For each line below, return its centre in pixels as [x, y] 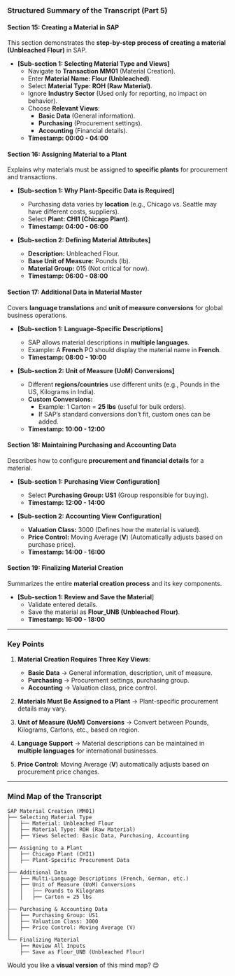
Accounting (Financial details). [83, 131]
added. [49, 421]
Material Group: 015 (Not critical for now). [88, 269]
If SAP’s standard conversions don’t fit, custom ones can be [124, 414]
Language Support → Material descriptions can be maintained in [111, 744]
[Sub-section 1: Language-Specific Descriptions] [90, 328]
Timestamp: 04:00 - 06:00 [68, 227]
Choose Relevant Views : [64, 109]
